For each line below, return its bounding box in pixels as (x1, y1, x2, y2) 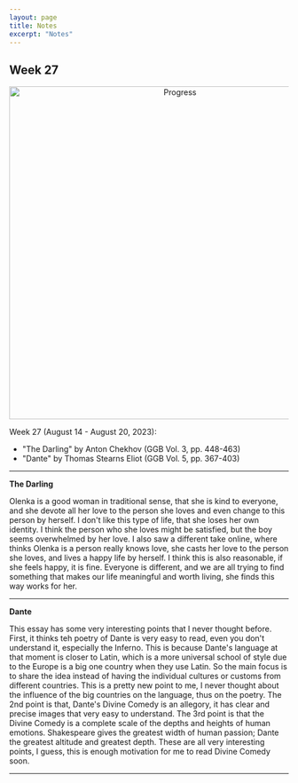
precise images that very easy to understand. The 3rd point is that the (9, 708, 264, 719)
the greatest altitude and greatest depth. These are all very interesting (9, 737, 265, 747)
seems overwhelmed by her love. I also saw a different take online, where (9, 534, 278, 544)
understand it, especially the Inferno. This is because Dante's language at (9, 643, 278, 653)
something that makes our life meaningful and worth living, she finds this (9, 572, 275, 582)
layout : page (9, 12, 58, 22)
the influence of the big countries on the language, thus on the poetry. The (9, 690, 282, 700)
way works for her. (9, 581, 78, 591)
